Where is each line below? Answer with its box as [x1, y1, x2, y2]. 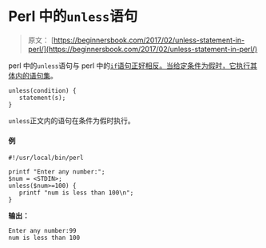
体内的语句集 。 [8, 70, 58, 80]
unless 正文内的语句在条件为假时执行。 [8, 115, 135, 125]
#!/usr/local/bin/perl [8, 154, 84, 162]
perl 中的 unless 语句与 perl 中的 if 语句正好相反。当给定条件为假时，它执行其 [8, 61, 258, 70]
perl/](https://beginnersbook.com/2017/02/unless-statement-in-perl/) [27, 44, 258, 54]
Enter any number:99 [8, 227, 77, 235]
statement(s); [18, 94, 66, 102]
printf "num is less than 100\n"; [18, 189, 134, 197]
